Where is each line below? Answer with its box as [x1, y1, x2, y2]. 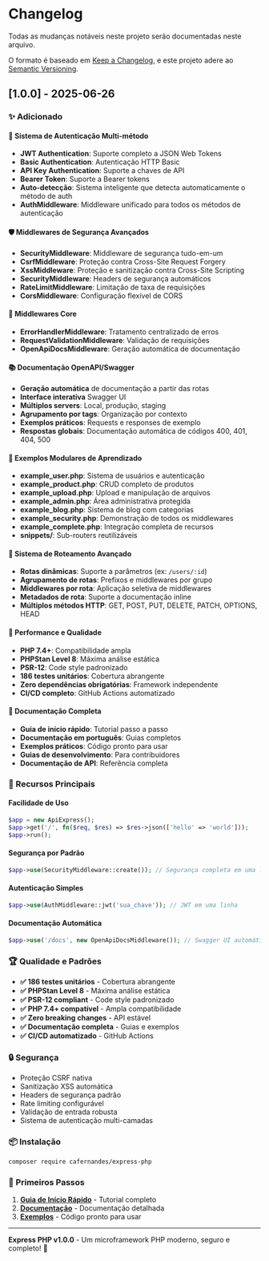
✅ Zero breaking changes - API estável [19, 1013, 151, 1023]
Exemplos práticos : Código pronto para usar [19, 741, 168, 750]
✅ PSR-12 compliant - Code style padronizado [19, 995, 175, 1004]
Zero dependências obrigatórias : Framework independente [19, 679, 219, 689]
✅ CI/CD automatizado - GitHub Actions [19, 1031, 154, 1041]
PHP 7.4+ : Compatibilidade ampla [19, 645, 131, 655]
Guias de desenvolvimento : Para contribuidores [19, 750, 180, 759]
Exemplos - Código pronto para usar [19, 1211, 142, 1221]
